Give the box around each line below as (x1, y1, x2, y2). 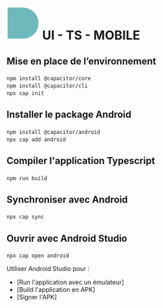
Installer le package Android (6, 109, 132, 121)
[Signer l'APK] (16, 293, 57, 302)
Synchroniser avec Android (6, 193, 128, 205)
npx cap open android (6, 252, 70, 260)
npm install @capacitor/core (6, 75, 91, 82)
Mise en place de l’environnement (6, 55, 157, 67)
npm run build (6, 175, 48, 182)
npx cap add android (6, 135, 67, 143)
